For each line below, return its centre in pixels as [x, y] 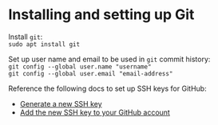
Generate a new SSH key [61, 104]
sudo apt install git [44, 44]
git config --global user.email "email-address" [91, 73]
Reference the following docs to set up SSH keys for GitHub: [107, 88]
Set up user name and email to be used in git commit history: [109, 59]
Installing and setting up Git [101, 15]
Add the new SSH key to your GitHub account [95, 112]
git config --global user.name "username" [80, 66]
